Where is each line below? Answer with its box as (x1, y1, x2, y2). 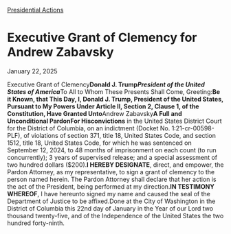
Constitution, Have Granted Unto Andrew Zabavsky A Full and (7, 109, 182, 117)
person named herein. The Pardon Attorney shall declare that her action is (7, 175, 217, 183)
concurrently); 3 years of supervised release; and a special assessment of (7, 153, 218, 161)
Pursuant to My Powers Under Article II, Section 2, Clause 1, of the (7, 102, 199, 110)
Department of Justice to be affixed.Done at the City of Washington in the (7, 197, 216, 205)
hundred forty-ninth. (7, 219, 65, 227)
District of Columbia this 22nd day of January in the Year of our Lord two (7, 204, 214, 212)
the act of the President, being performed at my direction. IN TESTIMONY (7, 182, 214, 191)
